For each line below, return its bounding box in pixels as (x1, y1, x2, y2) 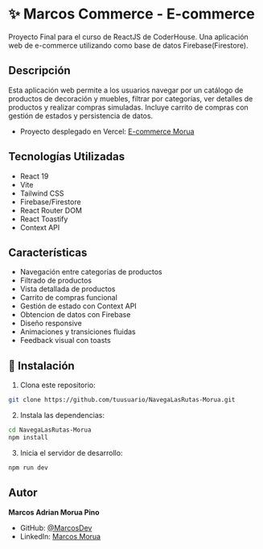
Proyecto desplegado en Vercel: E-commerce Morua (19, 126, 195, 136)
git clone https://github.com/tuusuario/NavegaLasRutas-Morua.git (8, 396, 236, 404)
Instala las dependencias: (19, 411, 105, 420)
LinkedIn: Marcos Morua (19, 531, 101, 541)
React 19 (19, 171, 49, 181)
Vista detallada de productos (19, 284, 116, 294)
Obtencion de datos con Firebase (19, 310, 131, 320)
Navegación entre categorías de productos (19, 267, 162, 277)
